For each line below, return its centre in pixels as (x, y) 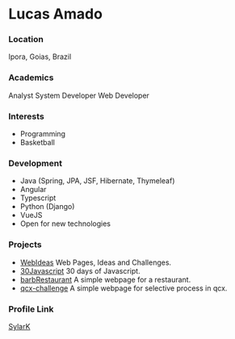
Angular (33, 190)
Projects (25, 245)
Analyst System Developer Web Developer (79, 95)
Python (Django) (47, 207)
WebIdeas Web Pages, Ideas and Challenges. (96, 262)
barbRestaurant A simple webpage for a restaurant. (105, 279)
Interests (26, 116)
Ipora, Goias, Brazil (40, 56)
